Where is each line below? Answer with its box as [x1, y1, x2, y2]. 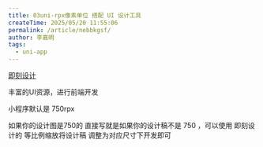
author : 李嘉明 [8, 33, 54, 42]
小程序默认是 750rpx [8, 104, 75, 113]
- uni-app [15, 48, 47, 56]
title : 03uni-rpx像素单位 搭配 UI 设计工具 [8, 11, 142, 20]
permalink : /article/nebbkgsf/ [8, 26, 111, 34]
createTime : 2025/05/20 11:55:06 [8, 19, 118, 27]
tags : [8, 41, 26, 49]
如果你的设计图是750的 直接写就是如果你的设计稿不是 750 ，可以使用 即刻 [8, 121, 249, 130]
